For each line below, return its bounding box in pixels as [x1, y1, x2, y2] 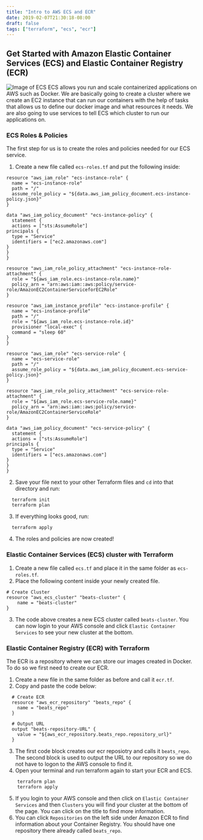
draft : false [6, 20, 39, 26]
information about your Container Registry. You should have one [15, 820, 176, 828]
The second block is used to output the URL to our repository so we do [15, 754, 193, 761]
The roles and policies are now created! [15, 535, 114, 542]
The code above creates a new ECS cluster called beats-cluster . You [15, 615, 189, 623]
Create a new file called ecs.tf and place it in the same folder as [15, 564, 176, 572]
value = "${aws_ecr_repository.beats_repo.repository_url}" [17, 731, 172, 737]
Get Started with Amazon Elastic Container [6, 48, 171, 58]
